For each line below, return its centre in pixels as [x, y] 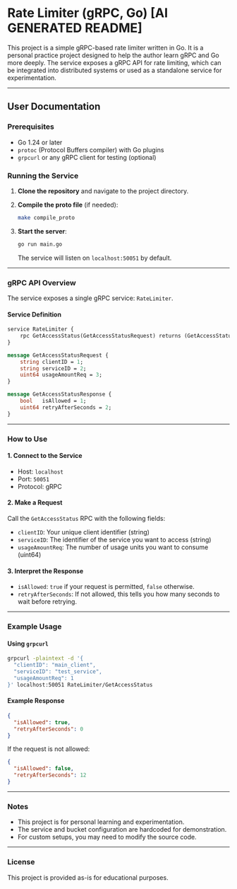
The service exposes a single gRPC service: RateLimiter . [91, 298]
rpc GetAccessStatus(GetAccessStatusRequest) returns [101, 336]
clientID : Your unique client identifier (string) [84, 532]
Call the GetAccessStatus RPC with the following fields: [86, 518]
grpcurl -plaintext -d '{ [45, 659]
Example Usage [35, 626]
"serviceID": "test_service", [58, 672]
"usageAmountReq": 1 [44, 678]
